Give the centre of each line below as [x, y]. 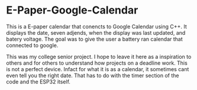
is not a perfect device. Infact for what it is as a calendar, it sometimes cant [98, 69]
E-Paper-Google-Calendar [72, 10]
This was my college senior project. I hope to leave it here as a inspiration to [99, 56]
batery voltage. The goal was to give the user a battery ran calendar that [95, 39]
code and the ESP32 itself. [38, 81]
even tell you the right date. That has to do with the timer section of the [93, 75]
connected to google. [32, 45]
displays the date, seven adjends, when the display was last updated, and [96, 32]
